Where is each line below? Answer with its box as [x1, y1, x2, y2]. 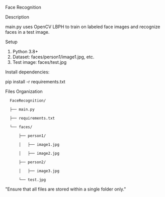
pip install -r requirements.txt [5, 79, 65, 84]
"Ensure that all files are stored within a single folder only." [5, 186, 126, 192]
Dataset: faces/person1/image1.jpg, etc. [12, 54, 95, 60]
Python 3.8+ [12, 49, 39, 54]
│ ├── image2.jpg [18, 151, 59, 156]
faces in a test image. [5, 29, 50, 35]
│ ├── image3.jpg [18, 168, 59, 173]
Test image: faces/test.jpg [12, 59, 67, 65]
